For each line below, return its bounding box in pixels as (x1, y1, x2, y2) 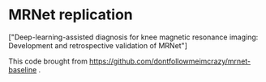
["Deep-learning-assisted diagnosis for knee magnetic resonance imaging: (8, 32, 259, 42)
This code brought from (8, 56, 88, 66)
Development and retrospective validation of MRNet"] (8, 40, 188, 50)
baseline (8, 64, 37, 74)
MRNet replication (8, 6, 134, 24)
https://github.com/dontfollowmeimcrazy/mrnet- (88, 56, 251, 66)
